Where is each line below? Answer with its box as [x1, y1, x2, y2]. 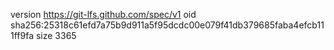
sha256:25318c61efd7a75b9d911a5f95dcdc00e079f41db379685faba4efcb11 [10, 19, 325, 31]
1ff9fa [10, 30, 35, 41]
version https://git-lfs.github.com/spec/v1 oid [10, 9, 197, 20]
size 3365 [35, 30, 77, 41]
